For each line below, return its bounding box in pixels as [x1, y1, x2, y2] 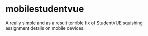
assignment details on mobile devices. [5, 25, 85, 31]
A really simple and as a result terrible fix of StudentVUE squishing [5, 20, 143, 26]
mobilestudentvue [5, 3, 84, 15]
